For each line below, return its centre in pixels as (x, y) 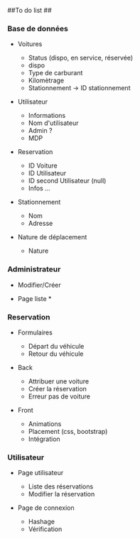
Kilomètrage (46, 80)
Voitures (30, 44)
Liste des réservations (61, 486)
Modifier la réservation (61, 494)
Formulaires (35, 332)
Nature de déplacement (52, 237)
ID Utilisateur (47, 173)
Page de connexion (46, 508)
